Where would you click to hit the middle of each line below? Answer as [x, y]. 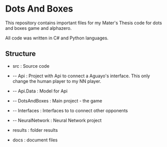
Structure [21, 54]
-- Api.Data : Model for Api [40, 91]
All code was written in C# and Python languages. [57, 38]
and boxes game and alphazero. [38, 28]
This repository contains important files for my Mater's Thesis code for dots [84, 23]
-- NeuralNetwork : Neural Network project [57, 120]
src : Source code [31, 66]
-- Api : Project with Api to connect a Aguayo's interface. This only [81, 76]
